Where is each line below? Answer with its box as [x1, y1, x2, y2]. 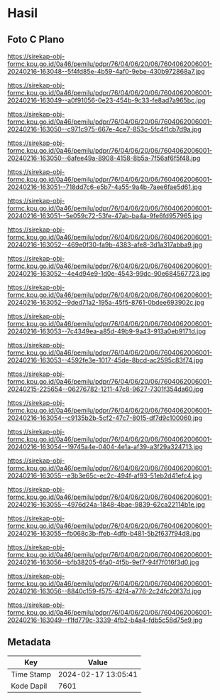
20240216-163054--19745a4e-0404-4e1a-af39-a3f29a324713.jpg [7, 443, 204, 451]
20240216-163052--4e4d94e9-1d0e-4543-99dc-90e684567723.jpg [7, 269, 211, 278]
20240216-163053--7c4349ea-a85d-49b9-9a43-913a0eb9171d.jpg [7, 327, 207, 335]
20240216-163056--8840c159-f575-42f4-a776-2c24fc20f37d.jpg [7, 587, 202, 595]
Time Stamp [11, 669, 52, 679]
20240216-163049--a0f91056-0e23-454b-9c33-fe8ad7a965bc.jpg [7, 96, 206, 104]
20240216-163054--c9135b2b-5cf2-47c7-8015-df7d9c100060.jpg [7, 414, 203, 422]
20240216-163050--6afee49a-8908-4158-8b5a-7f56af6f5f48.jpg [7, 154, 201, 162]
